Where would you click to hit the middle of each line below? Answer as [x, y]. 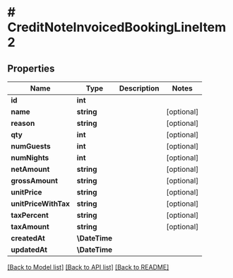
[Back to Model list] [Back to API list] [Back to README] [88, 267]
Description [139, 88]
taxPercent [30, 215]
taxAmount [30, 227]
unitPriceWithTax [41, 204]
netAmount [30, 169]
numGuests [31, 146]
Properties [31, 68]
